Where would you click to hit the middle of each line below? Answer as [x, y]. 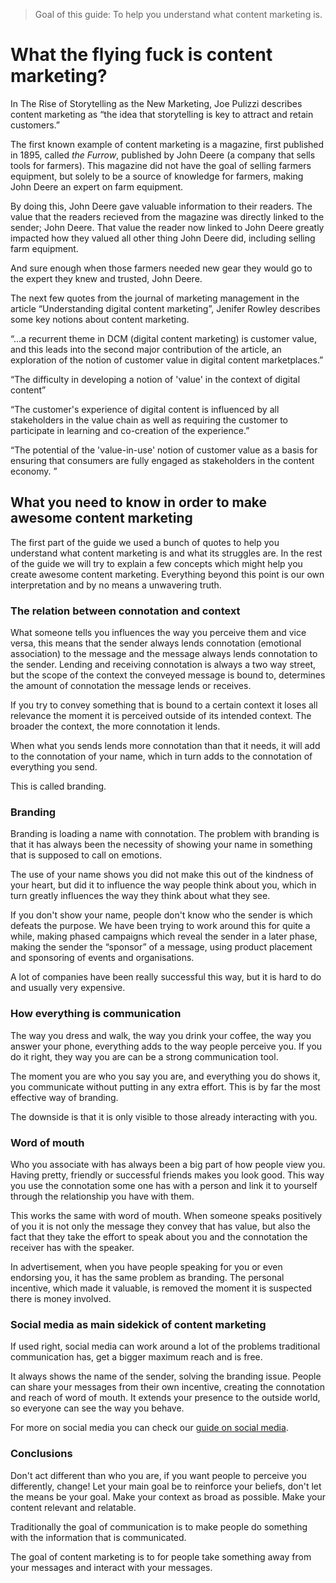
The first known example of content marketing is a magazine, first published [167, 144]
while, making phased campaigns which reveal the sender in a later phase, [164, 936]
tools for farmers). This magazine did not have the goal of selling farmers [161, 165]
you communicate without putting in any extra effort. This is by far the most [165, 1086]
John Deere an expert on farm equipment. [97, 186]
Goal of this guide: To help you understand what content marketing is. [178, 14]
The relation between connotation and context [125, 611]
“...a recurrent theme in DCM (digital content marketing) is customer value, [163, 338]
